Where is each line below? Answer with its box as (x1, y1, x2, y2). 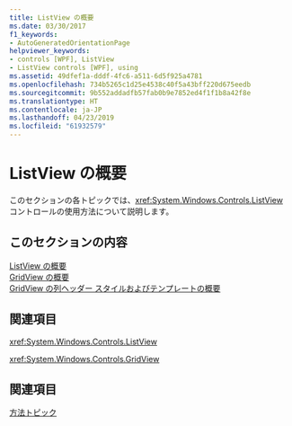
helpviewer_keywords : (9, 47, 91, 56)
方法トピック (9, 407, 57, 418)
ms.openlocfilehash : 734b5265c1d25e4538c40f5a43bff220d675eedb (9, 80, 252, 89)
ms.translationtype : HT (9, 96, 99, 106)
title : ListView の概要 (9, 13, 94, 22)
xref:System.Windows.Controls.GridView (9, 353, 160, 364)
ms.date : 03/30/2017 (9, 22, 87, 31)
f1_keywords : (9, 30, 58, 39)
